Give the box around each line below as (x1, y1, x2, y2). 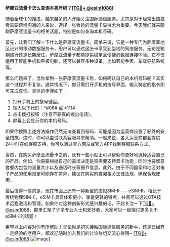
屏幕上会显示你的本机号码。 (12, 117, 71, 124)
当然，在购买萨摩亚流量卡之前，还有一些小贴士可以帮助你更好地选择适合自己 (5, 152, 165, 157)
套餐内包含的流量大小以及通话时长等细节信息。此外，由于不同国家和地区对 (5, 164, 160, 170)
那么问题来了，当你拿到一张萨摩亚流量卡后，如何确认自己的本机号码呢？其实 (5, 75, 165, 81)
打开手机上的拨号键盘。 (12, 99, 62, 104)
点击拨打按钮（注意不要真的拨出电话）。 (12, 111, 95, 117)
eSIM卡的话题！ (5, 213, 38, 219)
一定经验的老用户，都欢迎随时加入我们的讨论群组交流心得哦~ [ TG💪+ (5, 230, 147, 236)
